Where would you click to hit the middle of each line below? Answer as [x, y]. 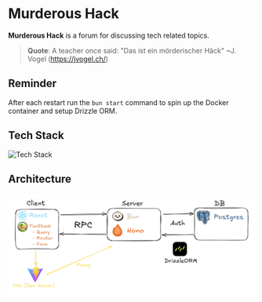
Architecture [40, 178]
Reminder [33, 84]
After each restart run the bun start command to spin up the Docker [118, 102]
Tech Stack [36, 135]
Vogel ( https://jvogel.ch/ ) [67, 59]
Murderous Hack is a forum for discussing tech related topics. [109, 35]
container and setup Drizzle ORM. [63, 111]
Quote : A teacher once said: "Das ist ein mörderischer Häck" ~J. [132, 50]
